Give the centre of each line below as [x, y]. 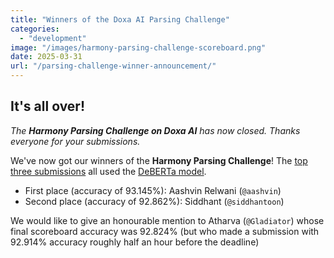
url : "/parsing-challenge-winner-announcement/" [113, 66]
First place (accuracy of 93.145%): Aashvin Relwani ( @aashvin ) [153, 190]
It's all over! [47, 106]
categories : [35, 29]
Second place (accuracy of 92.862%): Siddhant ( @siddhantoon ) [154, 201]
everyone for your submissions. [75, 141]
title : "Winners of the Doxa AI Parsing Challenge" [120, 19]
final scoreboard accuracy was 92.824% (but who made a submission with [165, 231]
